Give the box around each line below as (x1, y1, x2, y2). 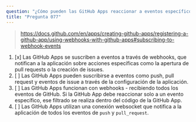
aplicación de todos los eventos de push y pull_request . (14, 109, 149, 116)
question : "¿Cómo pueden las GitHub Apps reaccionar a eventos (6, 8, 163, 15)
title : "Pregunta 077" (6, 14, 61, 20)
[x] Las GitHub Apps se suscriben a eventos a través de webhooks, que (14, 53, 187, 60)
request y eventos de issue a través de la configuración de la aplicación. (14, 78, 188, 85)
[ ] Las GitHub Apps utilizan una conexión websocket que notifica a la (14, 103, 182, 110)
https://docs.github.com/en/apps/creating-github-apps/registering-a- (20, 30, 188, 37)
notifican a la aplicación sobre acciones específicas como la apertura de (14, 59, 189, 67)
